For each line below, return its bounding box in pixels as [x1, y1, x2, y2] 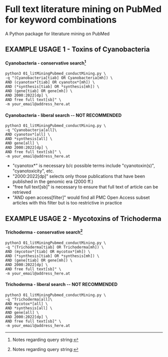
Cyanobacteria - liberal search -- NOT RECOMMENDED [5, 112, 122, 118]
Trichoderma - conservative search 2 [5, 228, 83, 235]
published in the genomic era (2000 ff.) [12, 178, 93, 184]
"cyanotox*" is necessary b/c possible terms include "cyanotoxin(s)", [12, 162, 155, 168]
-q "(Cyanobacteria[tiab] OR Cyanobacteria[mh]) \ [5, 75, 113, 80]
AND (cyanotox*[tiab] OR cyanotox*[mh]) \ [5, 80, 95, 85]
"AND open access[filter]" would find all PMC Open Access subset [12, 194, 150, 200]
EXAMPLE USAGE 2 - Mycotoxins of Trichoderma [5, 214, 161, 223]
